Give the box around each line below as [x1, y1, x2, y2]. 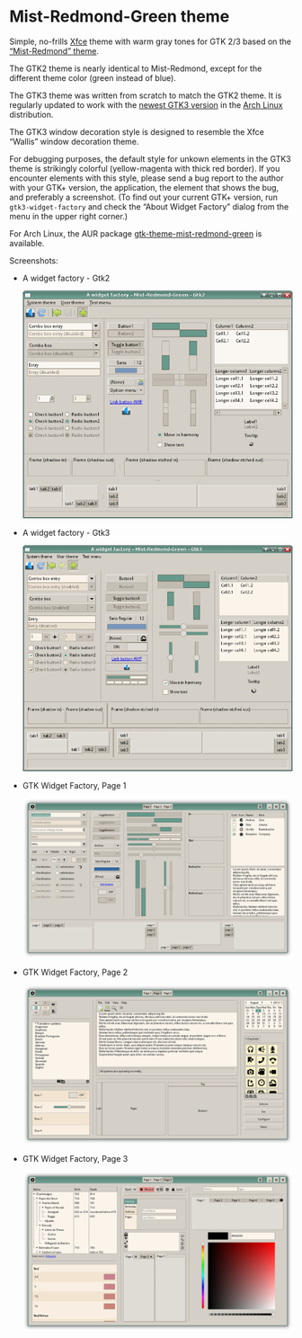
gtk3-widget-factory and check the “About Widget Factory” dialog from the [9, 201, 289, 212]
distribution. [9, 109, 54, 120]
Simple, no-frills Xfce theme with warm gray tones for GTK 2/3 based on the [9, 36, 292, 47]
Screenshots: [9, 254, 58, 266]
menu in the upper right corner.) [9, 210, 129, 221]
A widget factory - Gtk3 [22, 528, 111, 539]
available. [9, 237, 45, 248]
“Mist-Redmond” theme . [9, 45, 99, 56]
